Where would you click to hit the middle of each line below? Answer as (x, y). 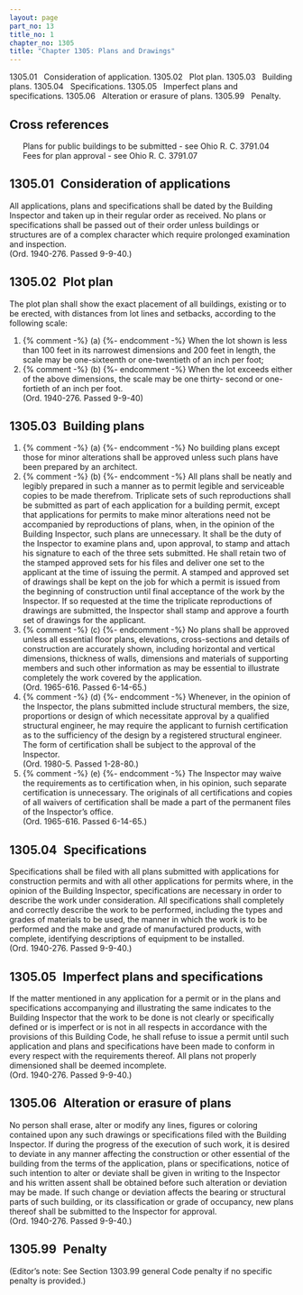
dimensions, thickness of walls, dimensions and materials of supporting (155, 658)
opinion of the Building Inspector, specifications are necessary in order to (146, 891)
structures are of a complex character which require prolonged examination (150, 234)
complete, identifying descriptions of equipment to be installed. (127, 939)
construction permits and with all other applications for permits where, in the (151, 881)
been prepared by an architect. (80, 467)
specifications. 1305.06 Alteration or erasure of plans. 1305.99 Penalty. (145, 96)
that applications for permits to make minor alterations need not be (146, 515)
